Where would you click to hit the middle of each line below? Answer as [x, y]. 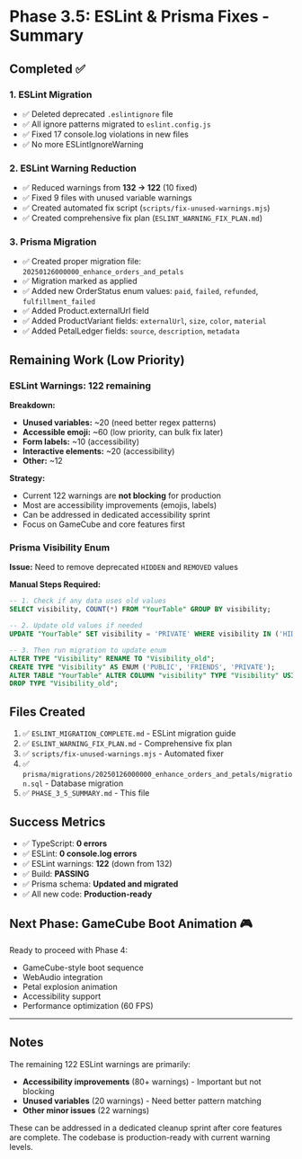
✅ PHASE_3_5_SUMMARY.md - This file [86, 793]
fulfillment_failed [59, 302]
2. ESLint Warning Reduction [73, 168]
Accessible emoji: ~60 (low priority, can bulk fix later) [123, 432]
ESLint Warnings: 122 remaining [80, 386]
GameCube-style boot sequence [83, 967]
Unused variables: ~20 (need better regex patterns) [119, 423]
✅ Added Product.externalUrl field [86, 311]
